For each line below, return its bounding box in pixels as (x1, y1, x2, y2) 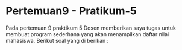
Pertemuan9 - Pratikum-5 (5, 4, 137, 18)
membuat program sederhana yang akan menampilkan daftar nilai (5, 30, 169, 37)
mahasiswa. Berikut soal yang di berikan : (5, 37, 109, 44)
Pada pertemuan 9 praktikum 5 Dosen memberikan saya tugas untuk (5, 24, 176, 31)
